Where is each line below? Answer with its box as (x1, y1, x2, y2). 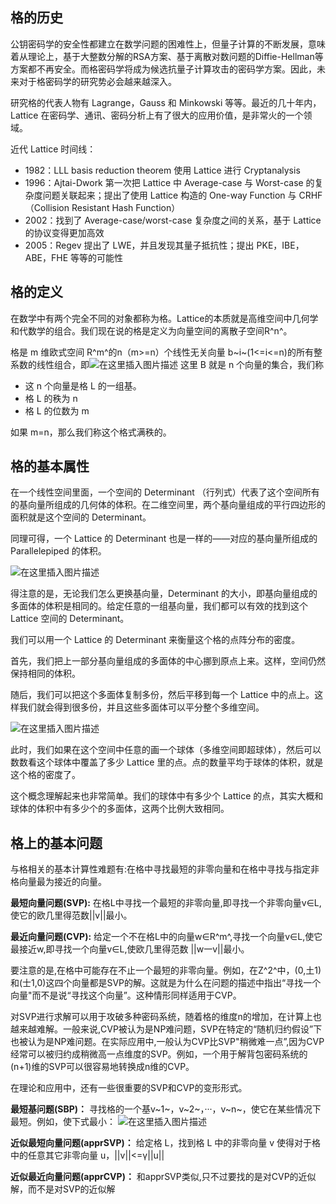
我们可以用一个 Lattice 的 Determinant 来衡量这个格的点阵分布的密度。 (10, 634, 301, 646)
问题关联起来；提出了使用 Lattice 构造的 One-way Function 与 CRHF (42, 189, 323, 201)
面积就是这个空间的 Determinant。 (10, 511, 152, 523)
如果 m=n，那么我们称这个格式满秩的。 (10, 426, 172, 438)
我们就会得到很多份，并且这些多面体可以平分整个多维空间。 (18, 701, 265, 713)
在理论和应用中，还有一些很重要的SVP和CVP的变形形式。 (10, 1082, 248, 1094)
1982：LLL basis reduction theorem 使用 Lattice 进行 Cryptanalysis (24, 164, 301, 176)
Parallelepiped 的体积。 (10, 545, 107, 557)
